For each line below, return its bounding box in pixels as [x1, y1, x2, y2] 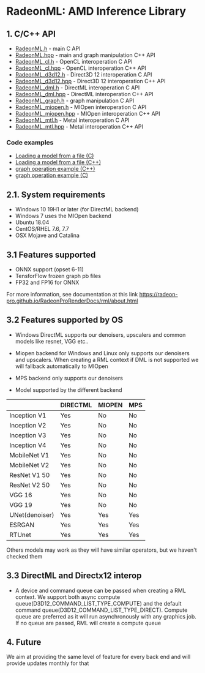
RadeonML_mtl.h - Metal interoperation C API [15, 116, 130, 124]
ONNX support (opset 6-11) [15, 265, 84, 273]
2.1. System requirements [6, 189, 106, 200]
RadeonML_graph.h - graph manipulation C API [15, 97, 135, 104]
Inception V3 [9, 430, 47, 439]
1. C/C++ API [6, 29, 56, 39]
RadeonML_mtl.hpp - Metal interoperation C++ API [15, 123, 144, 130]
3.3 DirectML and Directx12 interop [6, 571, 142, 581]
